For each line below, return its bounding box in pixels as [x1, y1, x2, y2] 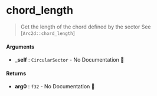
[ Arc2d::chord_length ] [20, 29, 76, 36]
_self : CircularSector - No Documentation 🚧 [14, 56, 125, 63]
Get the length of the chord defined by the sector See [20, 23, 151, 30]
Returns [6, 69, 27, 77]
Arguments [6, 43, 35, 50]
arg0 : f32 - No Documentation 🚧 [14, 83, 95, 90]
